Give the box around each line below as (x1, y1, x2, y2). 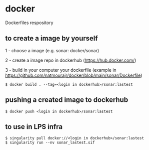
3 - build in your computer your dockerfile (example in (5, 67, 116, 73)
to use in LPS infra (5, 122, 63, 131)
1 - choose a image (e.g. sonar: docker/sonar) (5, 47, 99, 53)
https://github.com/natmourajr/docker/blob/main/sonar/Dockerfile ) (5, 72, 142, 78)
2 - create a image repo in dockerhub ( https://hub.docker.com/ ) (5, 57, 136, 63)
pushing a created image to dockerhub (5, 96, 128, 104)
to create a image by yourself (5, 34, 98, 43)
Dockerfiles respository (5, 20, 53, 26)
